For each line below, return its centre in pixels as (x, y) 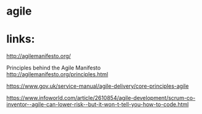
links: (21, 39)
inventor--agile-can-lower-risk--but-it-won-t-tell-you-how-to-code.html (98, 104)
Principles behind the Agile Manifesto (54, 68)
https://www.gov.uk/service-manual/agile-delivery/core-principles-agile (98, 86)
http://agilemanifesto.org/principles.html (57, 74)
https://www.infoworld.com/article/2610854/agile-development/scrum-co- (101, 98)
